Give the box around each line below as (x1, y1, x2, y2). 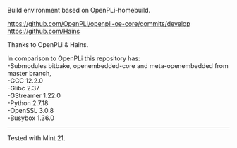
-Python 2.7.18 (7, 99, 49, 107)
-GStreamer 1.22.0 (7, 91, 61, 100)
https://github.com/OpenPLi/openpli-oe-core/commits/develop (7, 20, 190, 27)
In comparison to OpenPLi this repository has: (7, 54, 140, 62)
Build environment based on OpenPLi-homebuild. (7, 6, 151, 14)
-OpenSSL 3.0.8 (7, 107, 54, 114)
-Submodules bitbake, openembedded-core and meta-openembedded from (7, 62, 229, 69)
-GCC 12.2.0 (7, 76, 44, 85)
